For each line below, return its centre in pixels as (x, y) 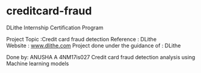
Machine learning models (38, 63)
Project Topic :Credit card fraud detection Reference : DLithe (82, 39)
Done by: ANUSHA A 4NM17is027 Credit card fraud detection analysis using (101, 57)
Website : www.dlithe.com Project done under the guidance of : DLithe (94, 45)
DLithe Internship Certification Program (55, 28)
